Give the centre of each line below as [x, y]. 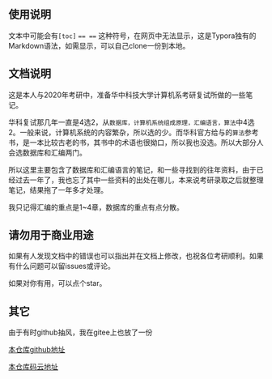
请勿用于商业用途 [51, 235]
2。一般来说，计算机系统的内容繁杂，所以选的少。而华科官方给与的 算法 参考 [134, 132]
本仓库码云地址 [33, 367]
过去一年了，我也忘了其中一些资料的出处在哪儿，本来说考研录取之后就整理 [139, 180]
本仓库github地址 [37, 350]
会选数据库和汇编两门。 [47, 152]
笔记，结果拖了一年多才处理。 [58, 189]
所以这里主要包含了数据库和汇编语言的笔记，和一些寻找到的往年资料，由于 [132, 169]
